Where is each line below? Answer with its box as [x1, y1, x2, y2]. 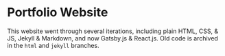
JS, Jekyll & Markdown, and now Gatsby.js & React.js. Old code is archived [7, 34, 218, 42]
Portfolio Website [7, 5, 108, 20]
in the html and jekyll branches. [7, 41, 99, 49]
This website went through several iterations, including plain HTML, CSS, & [7, 27, 219, 35]
